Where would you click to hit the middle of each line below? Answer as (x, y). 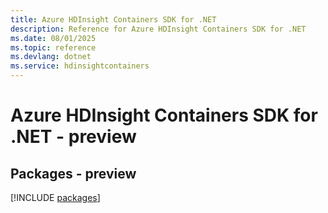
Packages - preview (73, 173)
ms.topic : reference (53, 47)
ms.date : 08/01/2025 (53, 38)
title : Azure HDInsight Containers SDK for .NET (113, 19)
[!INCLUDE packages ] (55, 197)
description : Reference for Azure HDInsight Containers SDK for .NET (158, 29)
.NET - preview (73, 137)
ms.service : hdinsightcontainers (80, 66)
